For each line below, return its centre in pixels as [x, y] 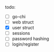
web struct [23, 22]
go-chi [19, 16]
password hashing [31, 39]
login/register [26, 44]
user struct [23, 28]
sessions [21, 33]
